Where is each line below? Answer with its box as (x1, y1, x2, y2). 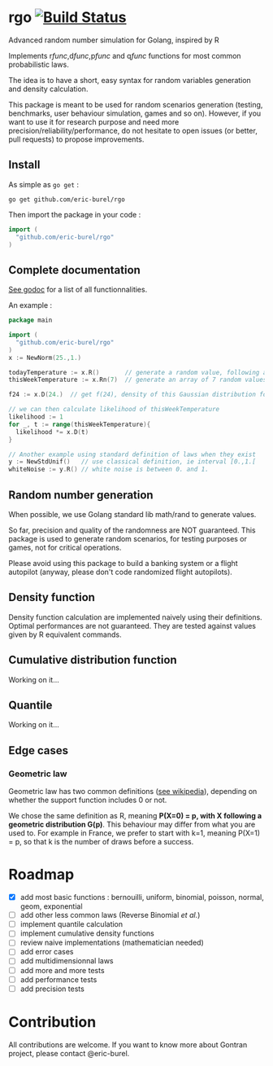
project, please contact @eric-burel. (8, 1048, 130, 1058)
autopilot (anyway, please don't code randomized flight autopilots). (8, 567, 233, 577)
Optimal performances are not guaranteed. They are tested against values (8, 621, 256, 630)
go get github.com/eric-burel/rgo (8, 195, 126, 204)
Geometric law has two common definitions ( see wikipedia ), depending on (8, 787, 258, 796)
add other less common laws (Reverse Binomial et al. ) (19, 910, 201, 920)
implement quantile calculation (19, 919, 123, 929)
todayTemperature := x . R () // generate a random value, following (8, 368, 260, 376)
